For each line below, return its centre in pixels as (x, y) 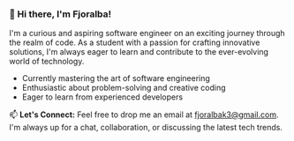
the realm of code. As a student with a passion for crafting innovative (135, 42)
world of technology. (47, 62)
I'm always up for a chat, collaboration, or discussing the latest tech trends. (146, 128)
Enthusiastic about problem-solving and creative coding (124, 88)
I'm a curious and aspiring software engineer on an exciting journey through (147, 33)
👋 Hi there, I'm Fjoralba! (60, 14)
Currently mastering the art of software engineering (116, 78)
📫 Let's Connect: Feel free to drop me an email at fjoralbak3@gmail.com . (144, 115)
